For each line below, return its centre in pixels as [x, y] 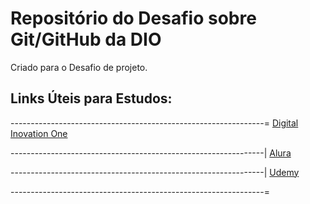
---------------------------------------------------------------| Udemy [155, 172]
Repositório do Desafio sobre [133, 18]
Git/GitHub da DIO [86, 39]
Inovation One [39, 133]
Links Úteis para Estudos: [91, 98]
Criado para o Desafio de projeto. [79, 67]
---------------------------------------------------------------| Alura [151, 153]
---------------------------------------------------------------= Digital [154, 123]
